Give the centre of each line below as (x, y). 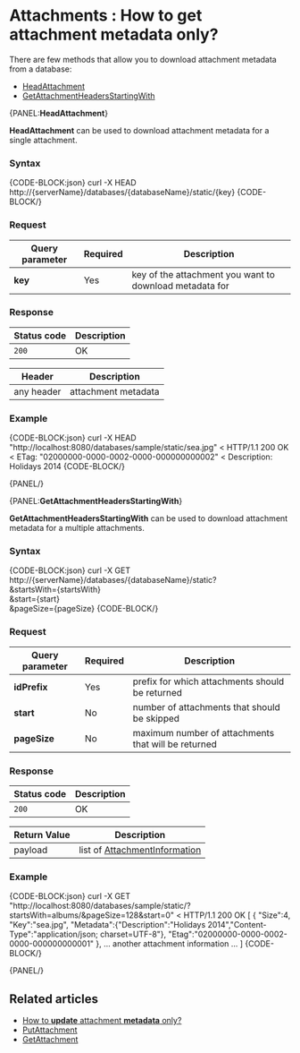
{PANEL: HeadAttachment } (59, 113)
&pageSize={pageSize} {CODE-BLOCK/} (84, 609)
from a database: (41, 69)
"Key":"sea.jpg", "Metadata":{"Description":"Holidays (108, 925)
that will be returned (175, 744)
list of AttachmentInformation (140, 850)
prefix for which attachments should (208, 681)
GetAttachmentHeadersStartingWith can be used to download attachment (149, 518)
